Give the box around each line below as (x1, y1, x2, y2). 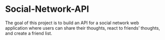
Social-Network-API (5, 3, 89, 15)
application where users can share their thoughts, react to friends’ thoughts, (5, 25, 161, 31)
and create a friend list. (5, 30, 52, 36)
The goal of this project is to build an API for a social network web (5, 20, 139, 26)
